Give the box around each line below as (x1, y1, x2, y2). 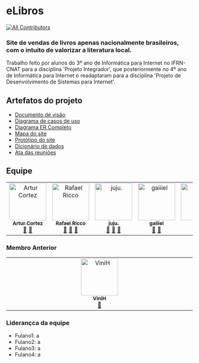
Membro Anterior (6, 243, 57, 252)
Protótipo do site (14, 136, 56, 143)
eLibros (6, 4, 44, 18)
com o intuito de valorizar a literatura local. (6, 46, 132, 54)
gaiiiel (149, 220, 164, 226)
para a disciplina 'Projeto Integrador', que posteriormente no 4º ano (21, 66, 187, 73)
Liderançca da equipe (6, 319, 70, 327)
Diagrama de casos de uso (14, 117, 81, 125)
